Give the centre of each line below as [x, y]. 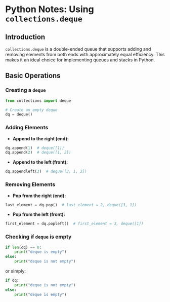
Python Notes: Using [50, 9]
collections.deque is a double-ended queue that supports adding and [78, 49]
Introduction [25, 37]
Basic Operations [33, 76]
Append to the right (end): [41, 138]
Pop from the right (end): [39, 196]
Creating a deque [26, 90]
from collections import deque [38, 101]
